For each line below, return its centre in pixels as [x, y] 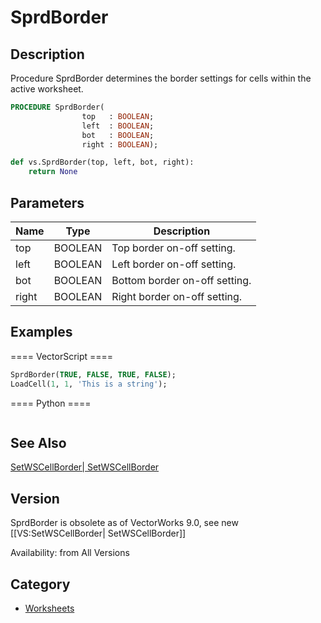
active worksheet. [47, 89]
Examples [41, 332]
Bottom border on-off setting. [181, 280]
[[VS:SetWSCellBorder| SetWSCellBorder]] [98, 533]
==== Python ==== [51, 403]
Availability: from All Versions [70, 553]
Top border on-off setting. [173, 248]
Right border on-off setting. [177, 296]
